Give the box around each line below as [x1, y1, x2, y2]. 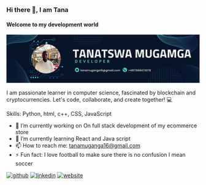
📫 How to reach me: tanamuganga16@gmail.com [15, 142, 141, 149]
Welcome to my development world [6, 21, 99, 28]
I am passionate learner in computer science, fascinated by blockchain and [6, 89, 196, 97]
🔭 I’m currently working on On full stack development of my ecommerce [15, 122, 197, 129]
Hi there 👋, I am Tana [6, 6, 69, 14]
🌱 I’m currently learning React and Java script [15, 135, 131, 143]
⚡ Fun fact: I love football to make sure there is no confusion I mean [15, 151, 186, 159]
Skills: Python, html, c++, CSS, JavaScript [6, 110, 112, 118]
